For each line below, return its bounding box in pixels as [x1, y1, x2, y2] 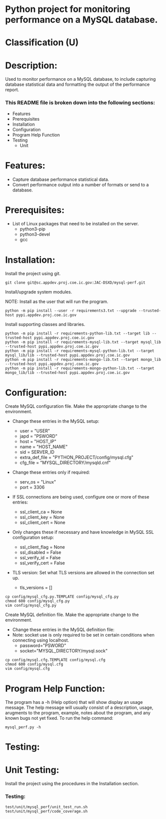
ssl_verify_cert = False [19, 560, 66, 566]
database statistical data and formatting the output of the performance [5, 81, 150, 88]
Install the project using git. [5, 271, 61, 277]
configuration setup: [12, 534, 54, 540]
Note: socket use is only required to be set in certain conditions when [12, 632, 155, 638]
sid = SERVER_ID [19, 449, 55, 455]
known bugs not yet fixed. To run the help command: [5, 715, 113, 721]
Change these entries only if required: [12, 470, 90, 476]
